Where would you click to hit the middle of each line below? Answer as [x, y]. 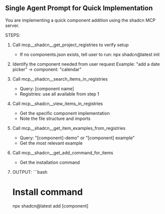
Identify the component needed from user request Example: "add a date [86, 64]
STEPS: [13, 35]
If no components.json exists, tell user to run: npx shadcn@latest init [90, 54]
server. [12, 25]
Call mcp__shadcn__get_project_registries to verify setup [71, 45]
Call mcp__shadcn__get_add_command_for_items [63, 153]
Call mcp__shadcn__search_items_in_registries [60, 79]
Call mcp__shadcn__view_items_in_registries [58, 104]
